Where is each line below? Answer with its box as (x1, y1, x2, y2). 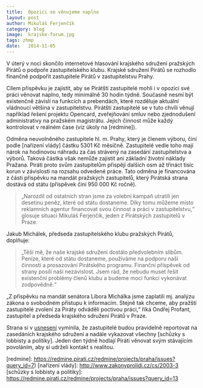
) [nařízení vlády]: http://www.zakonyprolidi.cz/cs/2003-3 (34, 361, 179, 369)
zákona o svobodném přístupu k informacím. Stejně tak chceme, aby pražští (6, 299, 197, 306)
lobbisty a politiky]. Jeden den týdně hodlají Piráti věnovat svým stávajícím (6, 337, 193, 344)
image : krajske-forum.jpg (6, 32, 75, 38)
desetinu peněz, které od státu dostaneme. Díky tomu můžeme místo (21, 199, 194, 206)
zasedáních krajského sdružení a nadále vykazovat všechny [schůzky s (6, 330, 185, 337)
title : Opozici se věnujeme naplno (6, 9, 99, 15)
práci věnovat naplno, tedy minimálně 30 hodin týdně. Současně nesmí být (6, 91, 193, 98)
